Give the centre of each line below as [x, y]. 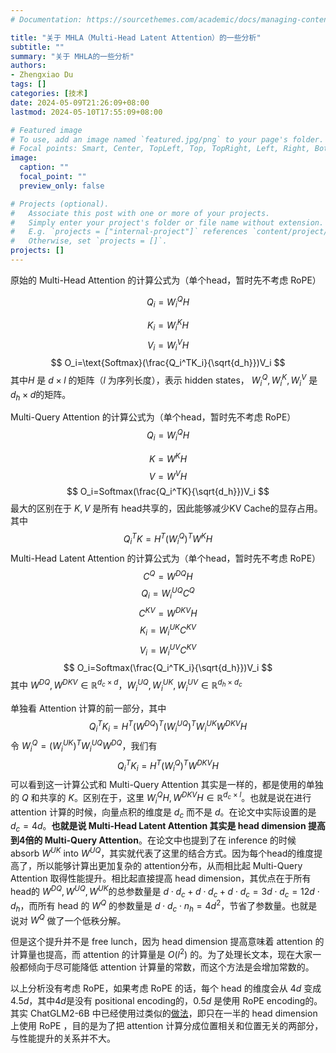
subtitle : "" [37, 47]
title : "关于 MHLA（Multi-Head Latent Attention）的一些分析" [136, 37]
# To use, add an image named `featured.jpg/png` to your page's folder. [167, 139]
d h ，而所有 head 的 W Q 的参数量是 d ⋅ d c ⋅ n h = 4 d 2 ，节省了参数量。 [151, 906]
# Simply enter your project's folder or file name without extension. [167, 222]
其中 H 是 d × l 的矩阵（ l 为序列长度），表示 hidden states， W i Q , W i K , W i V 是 [164, 380]
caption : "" [44, 167]
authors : [28, 66]
